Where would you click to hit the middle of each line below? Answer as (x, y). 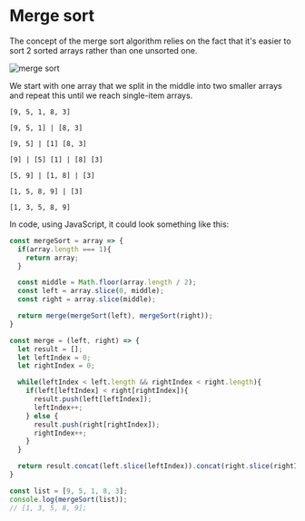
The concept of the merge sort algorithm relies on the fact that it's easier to (151, 41)
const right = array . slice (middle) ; (87, 300)
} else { (42, 416)
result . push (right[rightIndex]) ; (97, 424)
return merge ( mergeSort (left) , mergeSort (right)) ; (115, 316)
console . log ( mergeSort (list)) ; (69, 499)
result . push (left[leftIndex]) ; (93, 399)
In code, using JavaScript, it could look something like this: (119, 224)
